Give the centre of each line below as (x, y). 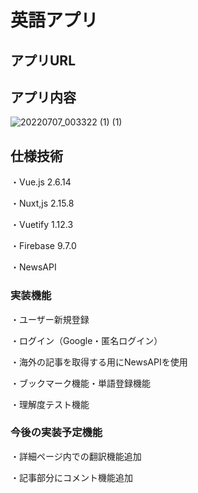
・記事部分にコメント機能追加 (71, 477)
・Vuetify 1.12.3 (42, 225)
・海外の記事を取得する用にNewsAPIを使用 (99, 362)
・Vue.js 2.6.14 (41, 182)
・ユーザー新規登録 (50, 319)
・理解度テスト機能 (50, 404)
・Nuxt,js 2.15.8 (42, 203)
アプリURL (43, 60)
